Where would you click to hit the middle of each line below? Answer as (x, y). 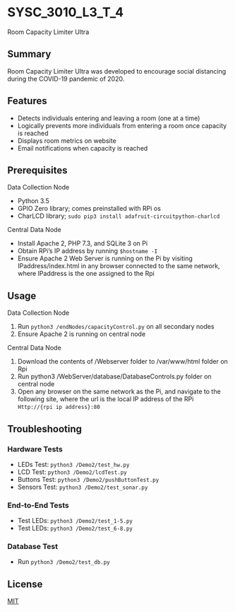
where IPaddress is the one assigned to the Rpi (86, 274)
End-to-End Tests (38, 505)
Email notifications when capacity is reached (83, 148)
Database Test (33, 547)
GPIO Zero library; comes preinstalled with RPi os (89, 209)
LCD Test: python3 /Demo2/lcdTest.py (72, 472)
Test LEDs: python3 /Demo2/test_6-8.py (75, 529)
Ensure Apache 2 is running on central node (82, 334)
